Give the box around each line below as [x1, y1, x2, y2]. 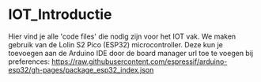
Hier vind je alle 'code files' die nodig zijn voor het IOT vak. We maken [8, 32, 236, 41]
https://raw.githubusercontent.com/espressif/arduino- [51, 57, 228, 66]
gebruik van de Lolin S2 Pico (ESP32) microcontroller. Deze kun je [8, 39, 223, 49]
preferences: [8, 57, 50, 66]
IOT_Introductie [8, 6, 112, 24]
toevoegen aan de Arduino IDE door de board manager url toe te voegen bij [8, 48, 254, 58]
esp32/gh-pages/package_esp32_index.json [8, 65, 154, 74]
